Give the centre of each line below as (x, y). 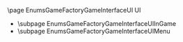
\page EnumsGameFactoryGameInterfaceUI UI (74, 10)
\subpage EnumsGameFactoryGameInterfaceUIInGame (97, 23)
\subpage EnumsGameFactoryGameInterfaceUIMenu (94, 31)
